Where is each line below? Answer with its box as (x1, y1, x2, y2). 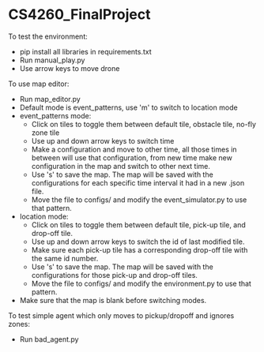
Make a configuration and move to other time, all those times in (31, 144, 237, 154)
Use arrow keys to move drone (19, 63, 120, 73)
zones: (8, 319, 30, 328)
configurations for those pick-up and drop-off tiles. (31, 270, 198, 279)
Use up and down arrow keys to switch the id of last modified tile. (31, 237, 245, 246)
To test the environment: (8, 32, 89, 41)
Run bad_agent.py (19, 334, 79, 344)
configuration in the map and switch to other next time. (31, 161, 211, 170)
